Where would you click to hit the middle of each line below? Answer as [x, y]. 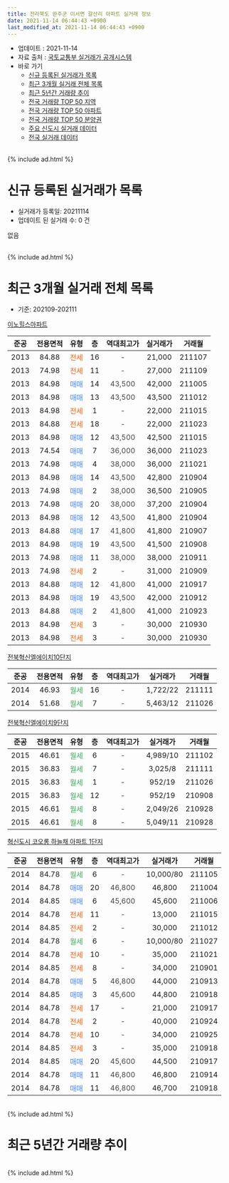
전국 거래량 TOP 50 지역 [62, 102]
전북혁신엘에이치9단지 [38, 723]
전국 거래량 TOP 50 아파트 [65, 110]
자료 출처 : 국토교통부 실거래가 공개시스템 [75, 57]
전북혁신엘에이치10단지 [39, 657]
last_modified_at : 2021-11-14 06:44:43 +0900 [76, 27]
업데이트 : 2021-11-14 [48, 48]
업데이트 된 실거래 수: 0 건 [54, 220]
